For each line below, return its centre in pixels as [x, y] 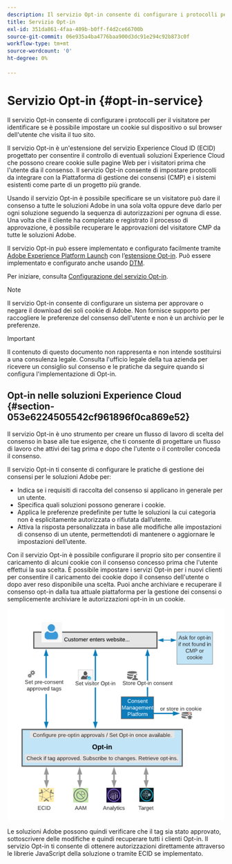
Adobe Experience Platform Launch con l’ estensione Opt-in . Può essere [109, 255]
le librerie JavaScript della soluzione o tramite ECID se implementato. [105, 854]
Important [21, 338]
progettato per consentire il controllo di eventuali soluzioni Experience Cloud [116, 155]
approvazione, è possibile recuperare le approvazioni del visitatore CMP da [114, 227]
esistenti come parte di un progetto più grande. [74, 185]
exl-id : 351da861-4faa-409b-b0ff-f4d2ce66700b [75, 29]
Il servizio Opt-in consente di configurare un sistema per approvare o [105, 303]
